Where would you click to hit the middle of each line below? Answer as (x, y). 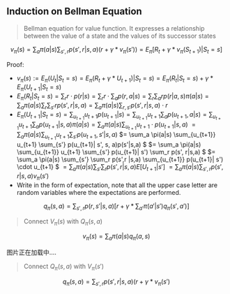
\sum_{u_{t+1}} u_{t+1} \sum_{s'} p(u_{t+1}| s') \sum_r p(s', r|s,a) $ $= (116, 152)
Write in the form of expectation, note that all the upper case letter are (117, 185)
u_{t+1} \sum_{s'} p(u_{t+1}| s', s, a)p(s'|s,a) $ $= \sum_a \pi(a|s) (109, 145)
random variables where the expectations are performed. (99, 192)
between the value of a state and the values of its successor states (120, 36)
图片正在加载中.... (32, 252)
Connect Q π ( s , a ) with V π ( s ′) (64, 267)
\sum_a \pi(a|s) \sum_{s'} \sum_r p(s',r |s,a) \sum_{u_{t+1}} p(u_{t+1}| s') (120, 159)
